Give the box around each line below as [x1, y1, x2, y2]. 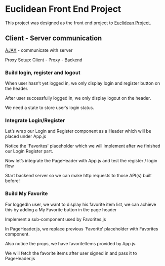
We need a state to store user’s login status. [5, 105, 95, 111]
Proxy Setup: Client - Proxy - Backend [5, 57, 82, 63]
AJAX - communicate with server [5, 47, 73, 53]
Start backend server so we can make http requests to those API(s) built [5, 173, 152, 179]
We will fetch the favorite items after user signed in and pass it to [5, 250, 137, 256]
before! [5, 178, 20, 184]
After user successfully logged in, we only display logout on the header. [5, 95, 151, 101]
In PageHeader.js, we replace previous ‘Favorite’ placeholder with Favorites [5, 226, 159, 231]
